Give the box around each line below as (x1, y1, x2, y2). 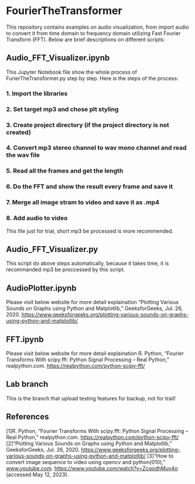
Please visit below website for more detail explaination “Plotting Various (6, 299, 179, 306)
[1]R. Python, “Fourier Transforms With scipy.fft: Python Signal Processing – (6, 427, 189, 434)
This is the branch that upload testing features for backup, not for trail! (6, 394, 176, 402)
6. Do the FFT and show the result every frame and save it (6, 183, 173, 191)
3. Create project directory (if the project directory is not (6, 121, 170, 129)
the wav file (6, 151, 40, 159)
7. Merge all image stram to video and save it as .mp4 (6, 198, 160, 206)
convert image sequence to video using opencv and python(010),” (6, 458, 166, 465)
